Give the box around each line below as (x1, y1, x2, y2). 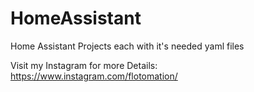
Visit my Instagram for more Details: (10, 59, 158, 71)
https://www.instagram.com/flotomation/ (10, 70, 178, 82)
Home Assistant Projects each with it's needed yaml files (10, 40, 245, 52)
